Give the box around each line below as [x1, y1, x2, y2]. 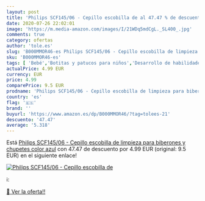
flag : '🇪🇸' [6, 99, 37, 105]
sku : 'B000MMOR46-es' [6, 54, 62, 60]
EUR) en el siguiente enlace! [6, 152, 77, 159]
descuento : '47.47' [6, 116, 56, 122]
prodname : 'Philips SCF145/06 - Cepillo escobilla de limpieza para [6, 88, 184, 94]
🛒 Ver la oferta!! [6, 188, 46, 196]
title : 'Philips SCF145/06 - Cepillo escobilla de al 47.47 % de [6, 15, 176, 21]
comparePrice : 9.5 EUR [6, 83, 64, 89]
